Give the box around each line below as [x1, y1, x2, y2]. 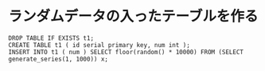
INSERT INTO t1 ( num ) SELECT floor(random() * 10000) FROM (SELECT [8, 48, 244, 56]
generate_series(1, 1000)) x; [8, 55, 109, 63]
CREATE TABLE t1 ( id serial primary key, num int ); [8, 41, 191, 49]
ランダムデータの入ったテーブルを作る [8, 7, 259, 26]
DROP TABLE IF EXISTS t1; [8, 34, 94, 42]
